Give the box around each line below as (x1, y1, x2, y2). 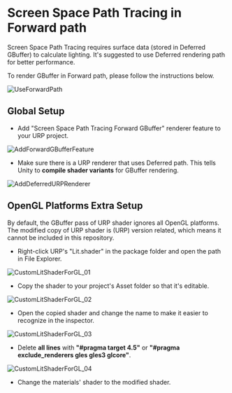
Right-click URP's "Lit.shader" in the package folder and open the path (17, 247, 222, 255)
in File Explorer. (17, 254, 62, 263)
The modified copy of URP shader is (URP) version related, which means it (7, 226, 222, 234)
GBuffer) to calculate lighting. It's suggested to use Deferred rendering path (7, 50, 226, 59)
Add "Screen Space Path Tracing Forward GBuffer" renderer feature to (17, 124, 222, 132)
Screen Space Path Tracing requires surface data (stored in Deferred (7, 43, 206, 51)
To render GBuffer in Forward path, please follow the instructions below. (7, 71, 215, 80)
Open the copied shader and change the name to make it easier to (17, 308, 208, 317)
